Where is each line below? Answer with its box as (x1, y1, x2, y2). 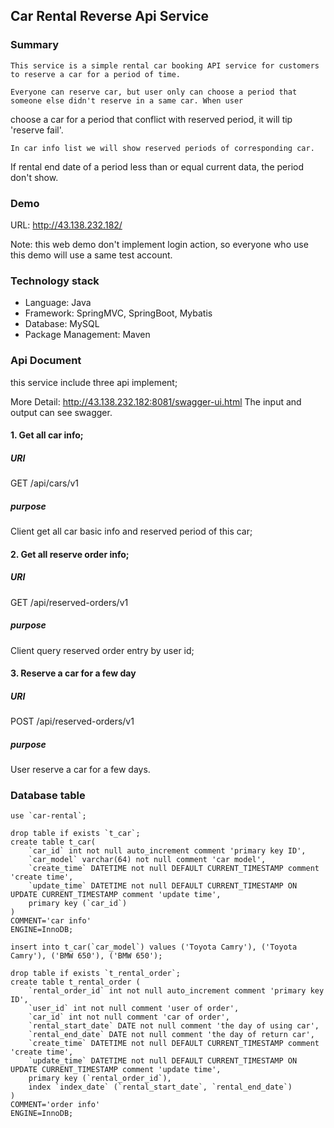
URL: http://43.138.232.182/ (10, 219, 123, 231)
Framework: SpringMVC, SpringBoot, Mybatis (24, 307, 213, 319)
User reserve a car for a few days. (10, 764, 151, 776)
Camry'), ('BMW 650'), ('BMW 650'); (10, 951, 163, 961)
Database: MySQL (24, 318, 100, 330)
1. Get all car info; (10, 429, 84, 441)
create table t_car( (10, 837, 97, 848)
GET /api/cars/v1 (10, 477, 80, 489)
